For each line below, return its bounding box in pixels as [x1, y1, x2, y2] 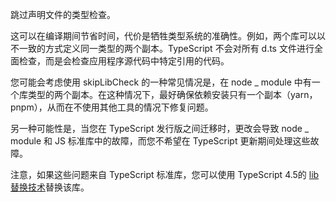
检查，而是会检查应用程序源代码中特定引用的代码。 [18, 55, 230, 67]
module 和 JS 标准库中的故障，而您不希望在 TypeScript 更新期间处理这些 [10, 135, 311, 147]
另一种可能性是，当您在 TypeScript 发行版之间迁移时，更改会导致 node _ [10, 123, 310, 134]
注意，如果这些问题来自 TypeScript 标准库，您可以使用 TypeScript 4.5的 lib [10, 169, 320, 180]
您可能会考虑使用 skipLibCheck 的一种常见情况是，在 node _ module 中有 [10, 76, 312, 88]
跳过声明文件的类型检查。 [10, 9, 116, 20]
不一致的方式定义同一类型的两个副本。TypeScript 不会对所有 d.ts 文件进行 [10, 43, 315, 54]
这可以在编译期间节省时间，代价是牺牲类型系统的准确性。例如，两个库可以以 [10, 30, 326, 42]
